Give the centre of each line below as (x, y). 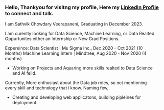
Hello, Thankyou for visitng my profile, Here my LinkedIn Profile (82, 7)
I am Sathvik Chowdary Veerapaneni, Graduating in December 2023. (74, 24)
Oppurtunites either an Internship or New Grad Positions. (62, 39)
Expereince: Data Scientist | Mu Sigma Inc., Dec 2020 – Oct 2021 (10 (74, 48)
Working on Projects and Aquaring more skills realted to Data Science (82, 68)
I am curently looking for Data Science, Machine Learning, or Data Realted (80, 34)
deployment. (25, 103)
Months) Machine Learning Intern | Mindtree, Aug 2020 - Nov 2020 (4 (76, 53)
